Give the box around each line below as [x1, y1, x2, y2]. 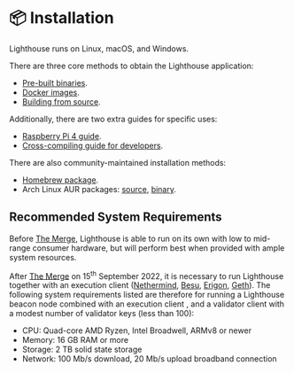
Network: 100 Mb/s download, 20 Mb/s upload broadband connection [21, 354, 277, 364]
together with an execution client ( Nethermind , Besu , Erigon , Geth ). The [9, 280, 271, 291]
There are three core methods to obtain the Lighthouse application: [9, 60, 254, 71]
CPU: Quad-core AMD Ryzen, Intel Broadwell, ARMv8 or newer [21, 325, 252, 336]
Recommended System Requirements [9, 210, 223, 225]
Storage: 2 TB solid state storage [21, 344, 143, 355]
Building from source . [21, 96, 101, 107]
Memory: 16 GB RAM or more [21, 335, 129, 346]
